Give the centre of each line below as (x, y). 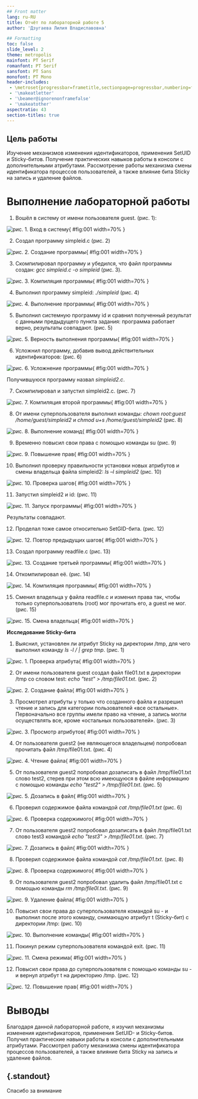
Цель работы (32, 139)
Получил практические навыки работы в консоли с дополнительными (95, 1039)
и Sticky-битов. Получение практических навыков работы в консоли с (95, 159)
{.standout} (28, 1076)
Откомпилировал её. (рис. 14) (53, 574)
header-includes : (28, 82)
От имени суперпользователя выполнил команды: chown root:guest (100, 414)
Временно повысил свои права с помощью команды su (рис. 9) (96, 443)
